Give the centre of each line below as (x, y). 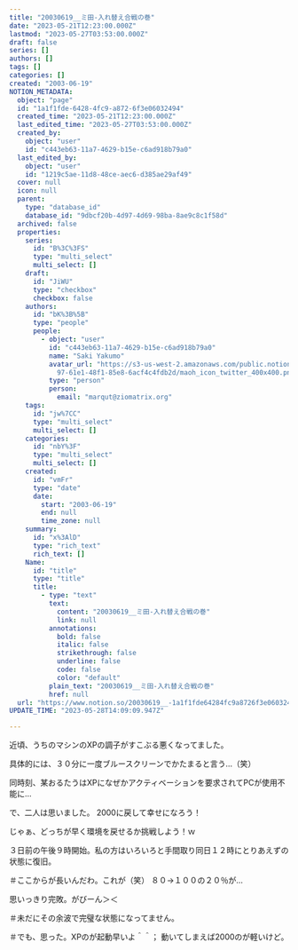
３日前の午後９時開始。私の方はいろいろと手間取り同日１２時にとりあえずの (149, 851)
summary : (41, 529)
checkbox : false (63, 298)
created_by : (39, 133)
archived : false (47, 224)
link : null (77, 620)
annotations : (73, 628)
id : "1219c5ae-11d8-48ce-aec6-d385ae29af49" (109, 174)
